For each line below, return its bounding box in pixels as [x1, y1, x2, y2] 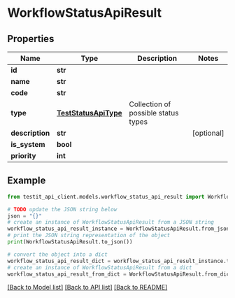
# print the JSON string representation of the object [7, 232, 171, 239]
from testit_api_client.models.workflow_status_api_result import [7, 193, 205, 200]
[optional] [192, 128, 225, 138]
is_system [10, 140, 45, 149]
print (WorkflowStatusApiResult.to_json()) [7, 239, 133, 246]
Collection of [129, 99, 171, 109]
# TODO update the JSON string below [7, 206, 117, 213]
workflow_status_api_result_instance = [7, 225, 124, 232]
